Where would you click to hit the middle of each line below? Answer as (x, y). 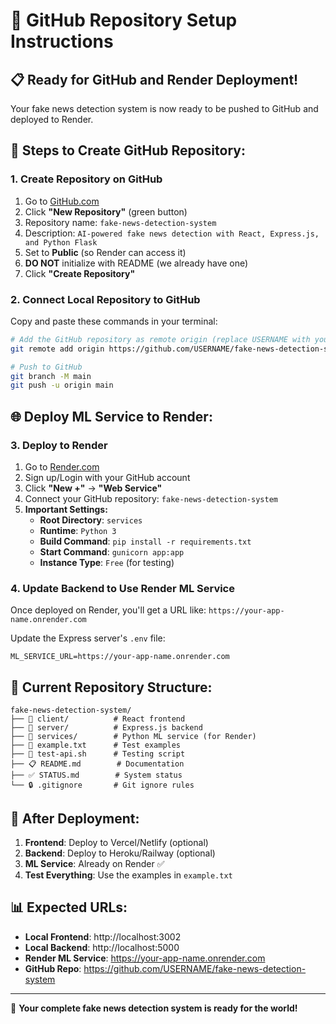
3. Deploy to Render (59, 445)
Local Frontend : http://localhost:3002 (103, 936)
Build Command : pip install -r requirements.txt (145, 541)
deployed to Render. (52, 119)
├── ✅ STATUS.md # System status (96, 775)
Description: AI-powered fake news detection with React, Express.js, (172, 233)
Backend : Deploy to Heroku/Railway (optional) (120, 853)
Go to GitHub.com (62, 201)
